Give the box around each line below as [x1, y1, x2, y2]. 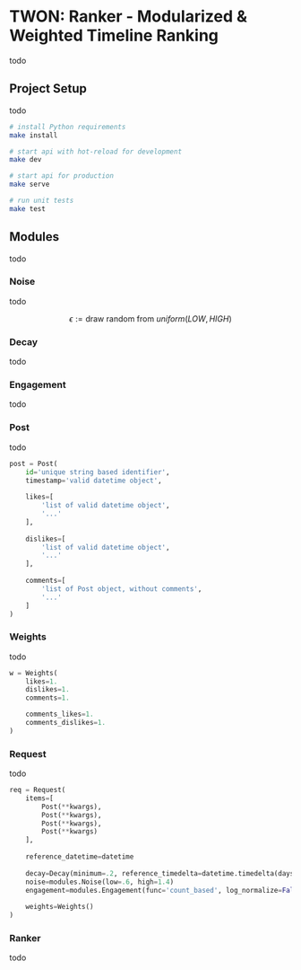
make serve [9, 180, 50, 190]
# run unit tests [9, 196, 74, 205]
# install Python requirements [9, 122, 126, 131]
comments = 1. [25, 693, 70, 702]
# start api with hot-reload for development [9, 146, 182, 156]
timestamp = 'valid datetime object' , [25, 476, 163, 485]
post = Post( [9, 459, 58, 468]
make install [9, 130, 58, 140]
